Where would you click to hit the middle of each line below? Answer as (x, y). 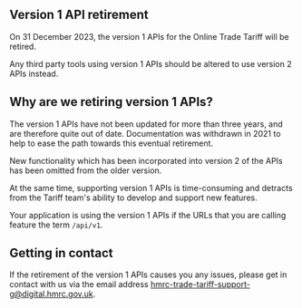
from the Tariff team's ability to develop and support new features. (133, 197)
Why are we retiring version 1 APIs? (111, 102)
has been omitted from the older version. (86, 170)
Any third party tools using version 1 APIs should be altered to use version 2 (151, 63)
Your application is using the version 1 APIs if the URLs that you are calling (148, 215)
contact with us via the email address (79, 284)
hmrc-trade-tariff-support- (200, 284)
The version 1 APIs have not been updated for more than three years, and (146, 124)
